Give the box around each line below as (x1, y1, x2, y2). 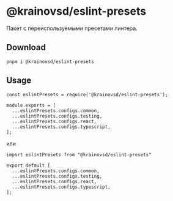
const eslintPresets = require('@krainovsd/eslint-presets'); (6, 91, 168, 97)
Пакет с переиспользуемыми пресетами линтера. (6, 25, 138, 32)
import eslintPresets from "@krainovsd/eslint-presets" (6, 151, 152, 157)
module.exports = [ (6, 102, 56, 108)
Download (6, 42, 46, 53)
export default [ (6, 162, 51, 169)
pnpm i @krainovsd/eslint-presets (6, 58, 95, 65)
